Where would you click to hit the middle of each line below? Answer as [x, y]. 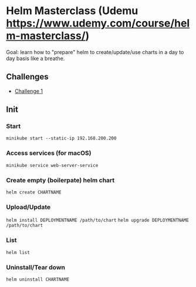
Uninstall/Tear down [36, 267]
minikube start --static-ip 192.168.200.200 [61, 139]
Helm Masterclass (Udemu [72, 11]
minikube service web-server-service [52, 165]
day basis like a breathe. [36, 58]
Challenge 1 [28, 91]
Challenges [27, 77]
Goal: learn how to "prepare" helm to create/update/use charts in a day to [95, 52]
